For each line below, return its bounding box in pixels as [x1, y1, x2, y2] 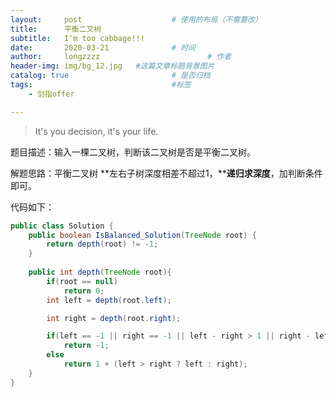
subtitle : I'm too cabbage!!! [10, 33, 145, 43]
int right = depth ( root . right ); [46, 313, 182, 323]
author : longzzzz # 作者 [10, 52, 232, 62]
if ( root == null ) [46, 276, 118, 286]
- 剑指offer [28, 89, 75, 99]
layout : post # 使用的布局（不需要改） [10, 14, 263, 25]
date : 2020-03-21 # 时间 [10, 42, 196, 53]
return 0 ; [63, 286, 105, 296]
